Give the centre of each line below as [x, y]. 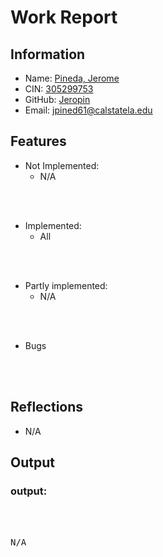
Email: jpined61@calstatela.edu [88, 110]
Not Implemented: [62, 165]
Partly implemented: [66, 285]
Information [48, 54]
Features [38, 141]
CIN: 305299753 [59, 89]
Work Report [64, 17]
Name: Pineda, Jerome [72, 78]
